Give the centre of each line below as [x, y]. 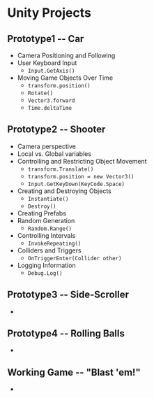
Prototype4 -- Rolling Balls [66, 334]
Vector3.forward [51, 101]
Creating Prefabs [41, 213]
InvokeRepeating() [54, 243]
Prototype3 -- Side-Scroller [68, 295]
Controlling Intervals [46, 235]
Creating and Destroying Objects [64, 191]
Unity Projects [49, 13]
